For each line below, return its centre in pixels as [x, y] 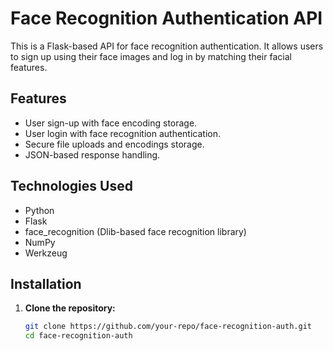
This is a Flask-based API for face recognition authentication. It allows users [167, 46]
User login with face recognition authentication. [122, 133]
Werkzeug [46, 253]
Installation [46, 283]
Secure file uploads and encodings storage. [114, 144]
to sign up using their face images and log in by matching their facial [151, 56]
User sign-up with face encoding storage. [111, 123]
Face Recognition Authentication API [166, 18]
